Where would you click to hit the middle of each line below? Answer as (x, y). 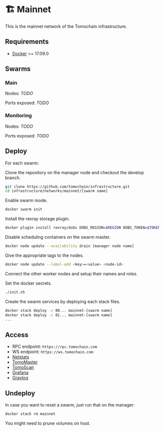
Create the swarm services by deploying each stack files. (63, 301)
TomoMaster (25, 362)
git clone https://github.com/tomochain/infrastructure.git (68, 186)
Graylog (20, 378)
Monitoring (19, 115)
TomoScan (23, 367)
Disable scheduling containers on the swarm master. (58, 237)
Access (17, 335)
